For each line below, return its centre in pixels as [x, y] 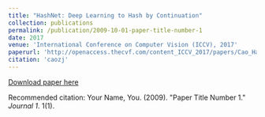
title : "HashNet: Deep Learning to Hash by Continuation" [105, 15]
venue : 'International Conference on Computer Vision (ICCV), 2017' [123, 45]
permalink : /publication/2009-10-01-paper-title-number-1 [105, 30]
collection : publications [50, 23]
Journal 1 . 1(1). [32, 106]
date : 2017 [26, 38]
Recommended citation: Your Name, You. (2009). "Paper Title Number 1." [127, 97]
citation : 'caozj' [38, 60]
